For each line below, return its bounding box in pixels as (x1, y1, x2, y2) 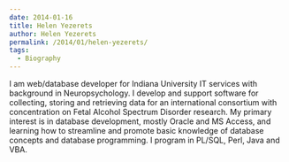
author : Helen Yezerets (9, 29, 97, 38)
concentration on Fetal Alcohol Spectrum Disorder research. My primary (9, 107, 272, 117)
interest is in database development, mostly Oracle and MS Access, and (9, 116, 271, 127)
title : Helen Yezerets (9, 21, 93, 30)
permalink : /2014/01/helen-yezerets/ (9, 37, 148, 47)
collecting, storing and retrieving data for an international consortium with (9, 97, 278, 107)
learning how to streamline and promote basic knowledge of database (9, 126, 264, 135)
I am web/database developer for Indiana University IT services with (9, 79, 258, 89)
